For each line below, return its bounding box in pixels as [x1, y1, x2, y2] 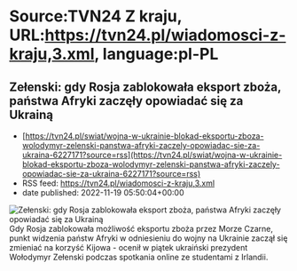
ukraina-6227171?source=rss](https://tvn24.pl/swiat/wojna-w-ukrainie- [21, 149, 283, 160]
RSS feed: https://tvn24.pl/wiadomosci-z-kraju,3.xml [21, 178, 215, 188]
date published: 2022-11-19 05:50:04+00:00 [21, 187, 184, 197]
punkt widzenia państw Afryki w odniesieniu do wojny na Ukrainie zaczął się [9, 233, 288, 243]
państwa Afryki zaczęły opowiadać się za [9, 93, 244, 108]
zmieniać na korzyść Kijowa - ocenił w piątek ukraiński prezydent [9, 243, 248, 252]
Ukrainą [9, 107, 53, 122]
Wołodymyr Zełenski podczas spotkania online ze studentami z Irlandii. [9, 251, 269, 262]
